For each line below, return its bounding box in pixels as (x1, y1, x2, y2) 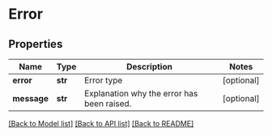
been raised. (83, 98, 132, 109)
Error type (83, 74, 123, 86)
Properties (8, 37, 63, 51)
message (12, 93, 49, 104)
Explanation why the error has (83, 88, 198, 99)
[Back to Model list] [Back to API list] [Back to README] (8, 119, 194, 128)
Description (126, 62, 172, 72)
